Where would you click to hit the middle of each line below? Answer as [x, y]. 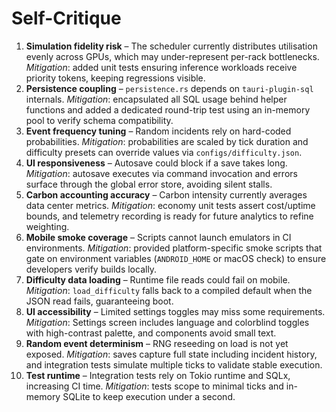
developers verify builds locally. [91, 269]
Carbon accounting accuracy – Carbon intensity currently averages [166, 194]
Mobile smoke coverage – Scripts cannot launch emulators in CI [158, 237]
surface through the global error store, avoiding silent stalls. [149, 184]
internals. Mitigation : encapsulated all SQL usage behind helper [156, 99]
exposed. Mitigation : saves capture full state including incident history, [171, 354]
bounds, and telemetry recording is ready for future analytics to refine [169, 216]
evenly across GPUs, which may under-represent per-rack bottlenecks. [172, 56]
